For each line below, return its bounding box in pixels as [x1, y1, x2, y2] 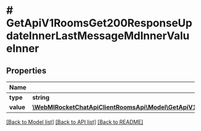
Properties [6, 65, 47, 75]
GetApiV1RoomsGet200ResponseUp [6, 16, 193, 30]
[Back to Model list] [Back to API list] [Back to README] [6, 118, 144, 126]
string [32, 93, 50, 102]
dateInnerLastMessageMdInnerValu [6, 29, 190, 42]
